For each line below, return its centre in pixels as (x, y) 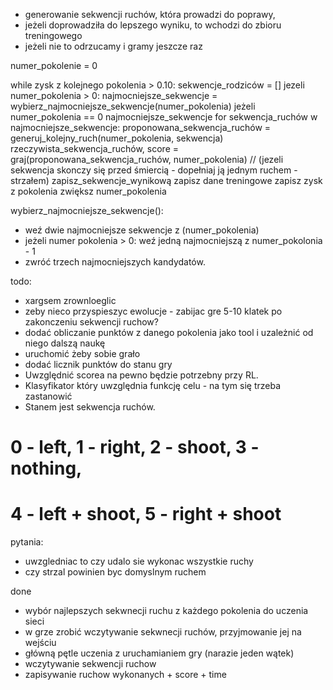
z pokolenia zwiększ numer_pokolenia (88, 191)
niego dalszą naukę (65, 343)
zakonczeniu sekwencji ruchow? (91, 322)
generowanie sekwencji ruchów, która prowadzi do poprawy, (150, 14)
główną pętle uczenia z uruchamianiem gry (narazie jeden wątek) (159, 653)
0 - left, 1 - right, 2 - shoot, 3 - (135, 447)
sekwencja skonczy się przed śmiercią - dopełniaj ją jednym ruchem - (154, 170)
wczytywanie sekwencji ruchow (90, 664)
